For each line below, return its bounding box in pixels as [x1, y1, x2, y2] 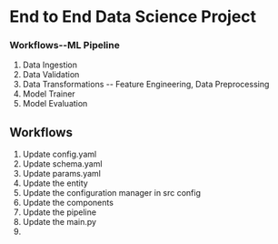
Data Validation [22, 69, 80, 80]
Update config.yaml [22, 148, 97, 160]
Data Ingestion [22, 59, 78, 70]
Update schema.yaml [22, 158, 103, 169]
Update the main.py [22, 217, 97, 228]
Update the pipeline [22, 207, 97, 218]
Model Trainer [22, 88, 75, 99]
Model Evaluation [22, 98, 88, 109]
